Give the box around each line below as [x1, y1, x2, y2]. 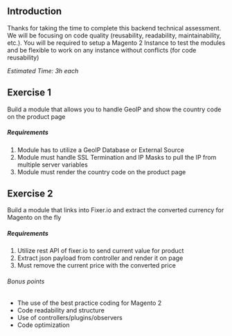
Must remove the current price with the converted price [17, 261, 177, 270]
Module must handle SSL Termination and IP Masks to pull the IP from [17, 153, 217, 161]
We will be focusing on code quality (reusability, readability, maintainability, [7, 31, 222, 39]
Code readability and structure [17, 306, 105, 314]
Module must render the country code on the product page [17, 167, 186, 176]
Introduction [7, 6, 62, 17]
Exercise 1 [7, 86, 52, 99]
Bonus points [7, 277, 45, 286]
